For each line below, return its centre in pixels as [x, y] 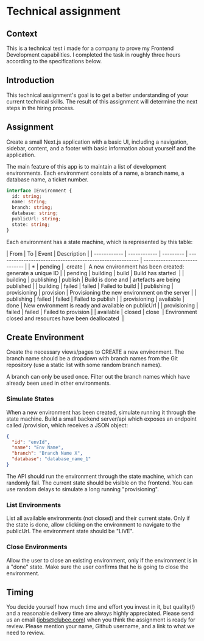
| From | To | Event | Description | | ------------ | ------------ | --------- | [97, 253]
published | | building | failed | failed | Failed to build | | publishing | [90, 286]
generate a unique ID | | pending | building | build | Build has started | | [95, 273]
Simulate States [30, 399]
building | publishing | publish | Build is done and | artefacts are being [93, 279]
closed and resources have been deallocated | [65, 318]
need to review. [26, 633]
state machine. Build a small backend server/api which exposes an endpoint [101, 419]
